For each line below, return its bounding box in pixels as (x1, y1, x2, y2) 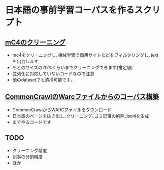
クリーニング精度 (12, 147, 47, 153)
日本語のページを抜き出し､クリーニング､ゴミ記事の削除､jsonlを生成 (12, 113, 149, 119)
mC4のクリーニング (5, 38, 66, 46)
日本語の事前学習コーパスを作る (5, 4, 134, 16)
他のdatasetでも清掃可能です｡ (12, 77, 73, 83)
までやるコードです (12, 119, 52, 125)
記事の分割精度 (12, 154, 43, 160)
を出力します (12, 58, 38, 64)
